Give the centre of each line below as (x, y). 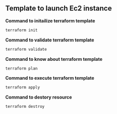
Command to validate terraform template (50, 40)
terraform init (22, 30)
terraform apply (23, 87)
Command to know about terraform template (54, 59)
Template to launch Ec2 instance (59, 8)
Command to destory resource (39, 97)
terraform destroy (25, 107)
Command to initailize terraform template (50, 20)
